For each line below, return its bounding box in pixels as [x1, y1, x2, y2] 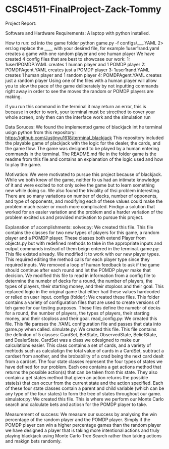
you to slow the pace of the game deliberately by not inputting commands [5, 82, 159, 89]
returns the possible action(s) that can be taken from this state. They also [5, 369, 158, 375]
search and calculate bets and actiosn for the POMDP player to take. [5, 401, 147, 408]
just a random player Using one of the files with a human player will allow [5, 77, 157, 83]
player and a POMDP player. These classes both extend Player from [5, 235, 146, 241]
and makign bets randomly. [5, 438, 62, 444]
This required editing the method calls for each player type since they [5, 256, 150, 262]
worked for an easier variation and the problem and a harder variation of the [5, 209, 163, 215]
